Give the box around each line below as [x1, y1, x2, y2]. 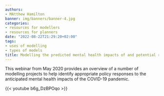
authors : [5, 7, 23, 12]
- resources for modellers [5, 25, 60, 30]
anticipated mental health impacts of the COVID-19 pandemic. [5, 76, 130, 82]
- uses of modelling [5, 43, 47, 48]
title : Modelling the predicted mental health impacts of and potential [5, 52, 156, 58]
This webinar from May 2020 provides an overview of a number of [5, 66, 139, 72]
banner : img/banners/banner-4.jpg [5, 16, 76, 21]
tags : [5, 39, 16, 44]
